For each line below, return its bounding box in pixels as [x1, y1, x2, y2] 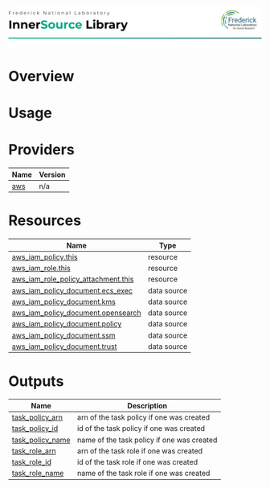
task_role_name [11, 469, 64, 478]
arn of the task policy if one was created [77, 412, 211, 422]
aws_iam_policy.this [11, 252, 78, 261]
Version [39, 170, 66, 179]
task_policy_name [11, 435, 71, 445]
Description [127, 400, 167, 410]
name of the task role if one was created [77, 469, 211, 478]
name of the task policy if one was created [77, 435, 218, 445]
